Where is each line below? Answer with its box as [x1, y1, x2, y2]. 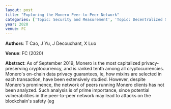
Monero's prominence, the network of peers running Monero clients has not [5, 82, 164, 88]
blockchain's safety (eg [5, 98, 54, 104]
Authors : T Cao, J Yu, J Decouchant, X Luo [5, 40, 97, 46]
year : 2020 [5, 21, 28, 27]
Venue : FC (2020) [5, 50, 44, 57]
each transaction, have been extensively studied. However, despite [5, 76, 146, 83]
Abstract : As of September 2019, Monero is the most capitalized [5, 60, 141, 66]
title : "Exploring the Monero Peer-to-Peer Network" [5, 12, 120, 17]
